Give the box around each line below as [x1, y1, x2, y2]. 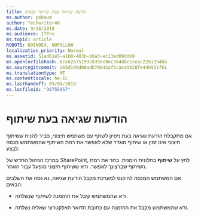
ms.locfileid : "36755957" [6, 87, 71, 93]
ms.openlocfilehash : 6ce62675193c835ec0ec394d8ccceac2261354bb [6, 59, 167, 65]
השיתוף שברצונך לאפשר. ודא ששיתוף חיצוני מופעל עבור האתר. [6, 163, 147, 170]
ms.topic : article [6, 36, 52, 42]
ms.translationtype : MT [6, 70, 66, 76]
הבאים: [6, 181, 23, 188]
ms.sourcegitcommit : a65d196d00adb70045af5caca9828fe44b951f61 [6, 64, 167, 71]
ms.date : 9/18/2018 [6, 25, 55, 32]
